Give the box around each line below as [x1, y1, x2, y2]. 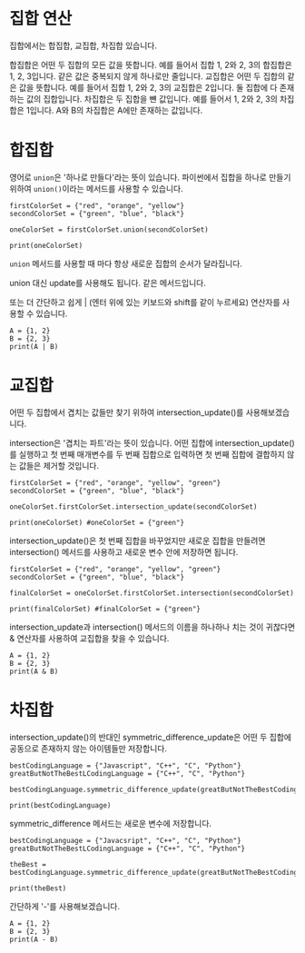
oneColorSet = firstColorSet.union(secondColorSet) [9, 224, 209, 234]
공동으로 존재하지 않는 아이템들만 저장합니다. [9, 742, 168, 754]
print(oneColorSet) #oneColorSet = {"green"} [9, 518, 184, 527]
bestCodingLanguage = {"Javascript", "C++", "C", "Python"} [9, 760, 242, 770]
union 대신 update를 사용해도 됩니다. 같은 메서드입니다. [9, 277, 207, 288]
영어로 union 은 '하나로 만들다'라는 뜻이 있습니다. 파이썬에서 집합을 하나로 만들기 [9, 172, 291, 183]
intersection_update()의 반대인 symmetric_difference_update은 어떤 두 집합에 [9, 731, 292, 742]
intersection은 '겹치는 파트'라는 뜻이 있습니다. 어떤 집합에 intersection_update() [9, 437, 295, 448]
